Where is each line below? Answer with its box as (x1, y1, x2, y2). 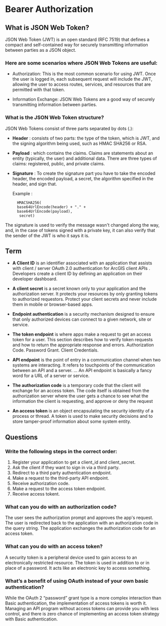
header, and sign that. (12, 181, 57, 187)
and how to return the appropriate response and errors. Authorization (12, 342, 154, 348)
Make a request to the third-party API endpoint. (12, 475, 109, 481)
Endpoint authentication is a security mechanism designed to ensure (12, 311, 155, 317)
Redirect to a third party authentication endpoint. (12, 470, 112, 476)
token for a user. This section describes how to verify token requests (12, 337, 153, 343)
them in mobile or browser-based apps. (12, 301, 93, 307)
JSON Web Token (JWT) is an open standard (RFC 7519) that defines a (5, 36, 150, 42)
